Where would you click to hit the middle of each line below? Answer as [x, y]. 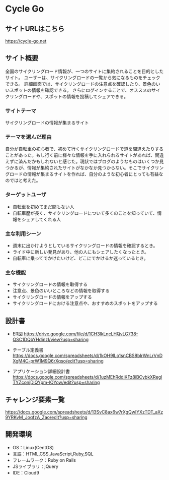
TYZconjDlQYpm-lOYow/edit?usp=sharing [56, 382]
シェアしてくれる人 [41, 219]
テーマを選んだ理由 [28, 137]
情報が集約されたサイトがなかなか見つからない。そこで [84, 168]
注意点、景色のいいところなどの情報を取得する [61, 291]
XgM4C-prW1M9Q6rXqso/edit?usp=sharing [58, 361]
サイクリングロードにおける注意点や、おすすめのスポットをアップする [85, 304]
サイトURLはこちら [35, 28]
